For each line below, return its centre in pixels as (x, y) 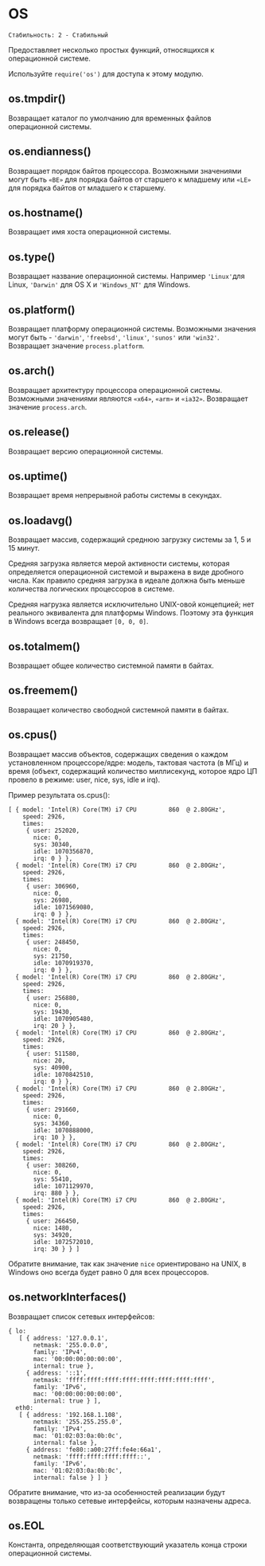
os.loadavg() (41, 520)
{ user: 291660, (53, 1109)
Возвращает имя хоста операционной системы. (90, 232)
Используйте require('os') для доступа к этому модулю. (106, 73)
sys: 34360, (53, 1123)
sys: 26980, (53, 900)
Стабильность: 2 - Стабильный (58, 35)
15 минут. (24, 548)
